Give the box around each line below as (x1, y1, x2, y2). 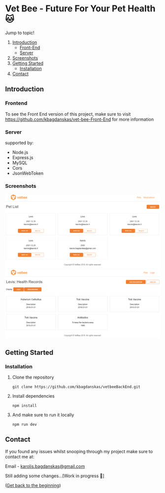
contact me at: (5, 454, 34, 459)
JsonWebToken (12, 170, 43, 176)
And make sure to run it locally (12, 412, 74, 418)
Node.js (12, 149, 29, 155)
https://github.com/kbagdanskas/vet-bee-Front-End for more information (5, 116, 154, 122)
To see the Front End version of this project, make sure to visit (5, 111, 131, 117)
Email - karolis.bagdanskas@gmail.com (5, 463, 85, 469)
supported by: (5, 140, 34, 145)
